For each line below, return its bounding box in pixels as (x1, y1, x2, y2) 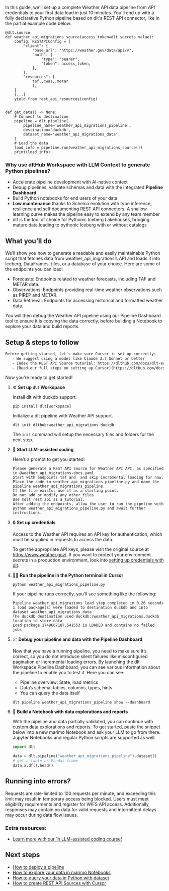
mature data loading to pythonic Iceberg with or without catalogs (12, 222, 147, 228)
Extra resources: (5, 824, 47, 831)
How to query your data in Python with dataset (12, 874, 109, 881)
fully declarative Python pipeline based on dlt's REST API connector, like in (5, 15, 160, 21)
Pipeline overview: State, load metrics (20, 679, 99, 685)
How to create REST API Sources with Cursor (12, 880, 107, 886)
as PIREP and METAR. (12, 292, 58, 298)
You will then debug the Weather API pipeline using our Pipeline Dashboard (5, 313, 161, 319)
